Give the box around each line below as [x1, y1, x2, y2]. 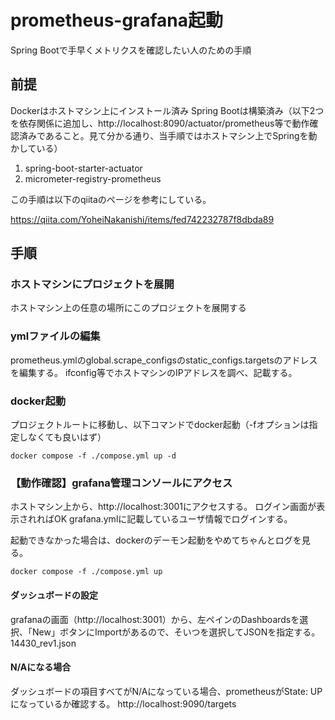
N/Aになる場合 [10, 661, 72, 673]
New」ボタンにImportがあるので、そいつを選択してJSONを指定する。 [31, 626, 321, 638]
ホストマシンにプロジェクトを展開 [10, 277, 175, 291]
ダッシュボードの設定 [10, 589, 98, 601]
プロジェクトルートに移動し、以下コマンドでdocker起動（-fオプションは [10, 419, 310, 431]
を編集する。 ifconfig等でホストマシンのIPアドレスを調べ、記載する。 [10, 366, 298, 378]
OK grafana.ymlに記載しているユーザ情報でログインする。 [53, 513, 293, 525]
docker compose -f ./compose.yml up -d [10, 451, 177, 461]
